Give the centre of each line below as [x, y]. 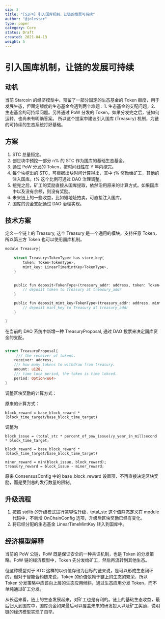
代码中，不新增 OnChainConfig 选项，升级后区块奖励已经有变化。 [78, 518]
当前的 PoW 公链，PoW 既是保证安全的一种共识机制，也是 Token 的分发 [77, 554]
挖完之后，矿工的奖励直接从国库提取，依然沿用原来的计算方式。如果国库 [85, 185]
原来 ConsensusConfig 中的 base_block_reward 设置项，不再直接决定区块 [80, 476]
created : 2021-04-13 [26, 37]
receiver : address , [34, 360]
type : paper [17, 23]
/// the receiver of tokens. [46, 356]
